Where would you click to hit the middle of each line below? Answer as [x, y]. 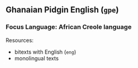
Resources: [20, 40]
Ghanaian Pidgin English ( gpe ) [62, 10]
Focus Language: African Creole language [69, 27]
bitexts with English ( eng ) [45, 52]
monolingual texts [36, 58]
